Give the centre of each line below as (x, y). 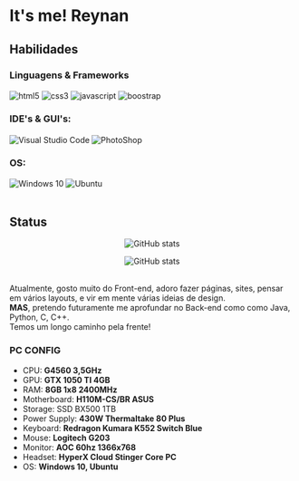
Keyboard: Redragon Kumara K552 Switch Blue (112, 428)
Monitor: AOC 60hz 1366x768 (79, 447)
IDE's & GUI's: (40, 119)
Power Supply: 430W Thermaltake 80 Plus (104, 418)
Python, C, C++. (39, 317)
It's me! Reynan (69, 16)
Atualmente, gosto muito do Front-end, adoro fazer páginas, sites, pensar (146, 289)
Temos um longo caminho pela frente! (80, 327)
